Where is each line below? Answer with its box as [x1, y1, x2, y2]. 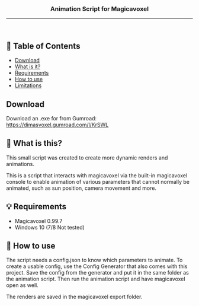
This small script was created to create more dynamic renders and [6, 154, 168, 161]
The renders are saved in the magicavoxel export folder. [6, 293, 143, 301]
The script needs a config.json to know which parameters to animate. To [6, 257, 183, 264]
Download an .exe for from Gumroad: [6, 114, 97, 122]
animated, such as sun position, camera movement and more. [6, 184, 157, 192]
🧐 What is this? [6, 138, 62, 148]
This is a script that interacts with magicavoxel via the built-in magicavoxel [6, 171, 188, 179]
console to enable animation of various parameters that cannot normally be [6, 178, 190, 185]
